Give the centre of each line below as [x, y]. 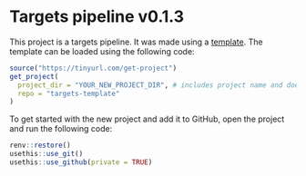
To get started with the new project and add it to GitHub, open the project [147, 119]
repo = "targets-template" [69, 93]
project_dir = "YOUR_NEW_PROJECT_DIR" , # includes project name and [150, 85]
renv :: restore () [40, 146]
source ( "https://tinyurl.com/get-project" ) [93, 68]
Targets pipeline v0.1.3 [97, 17]
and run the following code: [61, 129]
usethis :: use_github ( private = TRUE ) [81, 162]
